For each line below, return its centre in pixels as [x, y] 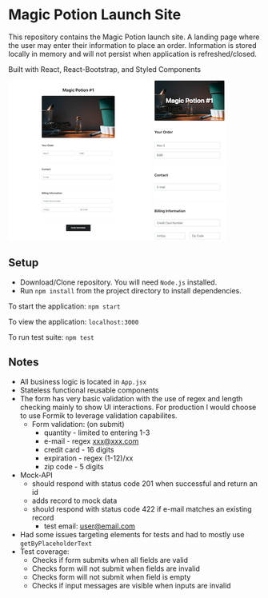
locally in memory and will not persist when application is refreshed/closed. [133, 54]
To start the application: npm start [64, 306]
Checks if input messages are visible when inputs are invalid [131, 585]
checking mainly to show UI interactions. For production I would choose [138, 407]
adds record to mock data [74, 500]
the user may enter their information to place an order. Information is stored [133, 45]
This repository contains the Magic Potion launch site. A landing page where [134, 37]
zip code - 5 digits [74, 466]
